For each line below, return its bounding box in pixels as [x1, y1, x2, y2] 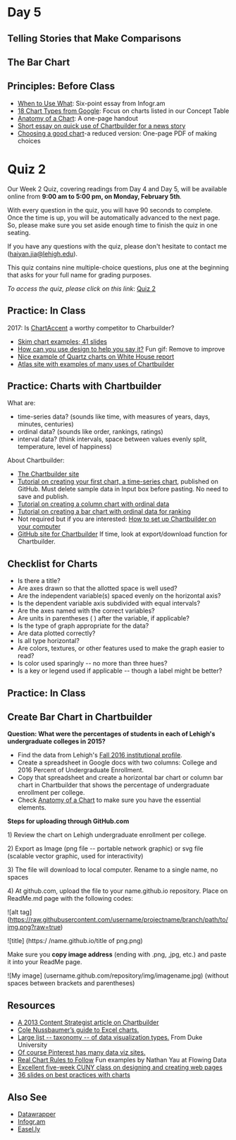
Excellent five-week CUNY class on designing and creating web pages [17, 1063, 223, 1072]
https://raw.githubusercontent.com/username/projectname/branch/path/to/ [9, 916, 228, 924]
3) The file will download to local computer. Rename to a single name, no [7, 865, 218, 874]
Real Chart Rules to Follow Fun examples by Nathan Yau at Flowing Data [17, 1056, 227, 1064]
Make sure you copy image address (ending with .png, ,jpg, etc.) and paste [7, 950, 227, 959]
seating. [7, 228, 31, 236]
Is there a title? [17, 577, 61, 585]
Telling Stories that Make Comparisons [7, 32, 182, 44]
